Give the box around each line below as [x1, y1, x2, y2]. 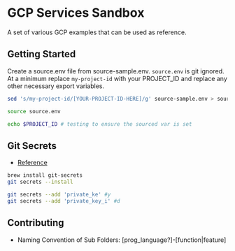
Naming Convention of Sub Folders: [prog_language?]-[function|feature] [17, 236, 227, 244]
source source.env [7, 108, 61, 115]
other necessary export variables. [7, 82, 105, 90]
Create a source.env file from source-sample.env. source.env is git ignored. [7, 66, 225, 75]
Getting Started [7, 48, 76, 60]
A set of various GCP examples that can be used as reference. [7, 28, 187, 36]
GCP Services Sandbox [7, 5, 145, 21]
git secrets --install [7, 178, 73, 186]
